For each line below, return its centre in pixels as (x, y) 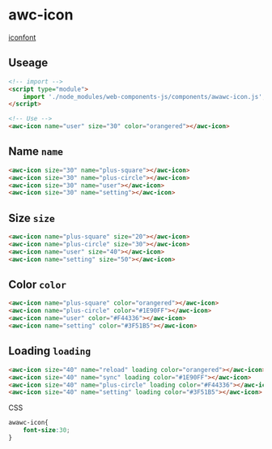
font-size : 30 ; (47, 430)
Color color (38, 285)
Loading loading (50, 351)
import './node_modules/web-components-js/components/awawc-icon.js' (143, 96)
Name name (36, 152)
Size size (32, 218)
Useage (28, 63)
